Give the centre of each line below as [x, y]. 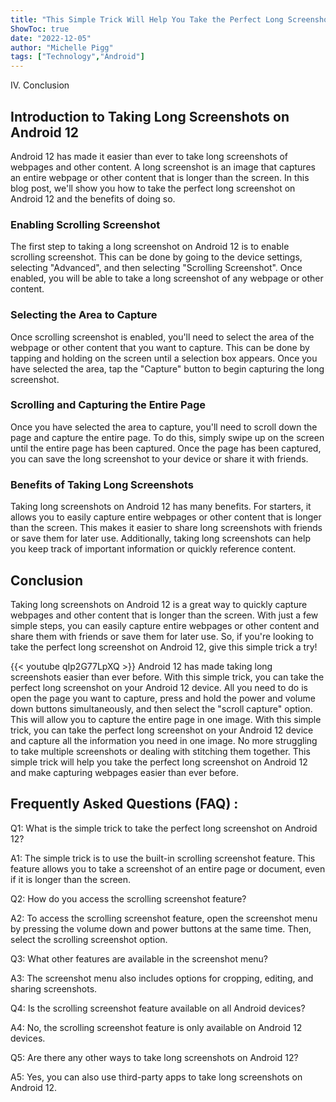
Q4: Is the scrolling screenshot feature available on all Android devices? [158, 1008]
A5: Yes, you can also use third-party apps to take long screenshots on [156, 1077]
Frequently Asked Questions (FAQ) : [124, 804]
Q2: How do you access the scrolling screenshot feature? [128, 898]
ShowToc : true [40, 29]
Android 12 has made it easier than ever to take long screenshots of [149, 156]
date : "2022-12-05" [51, 38]
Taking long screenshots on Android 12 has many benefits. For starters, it [161, 507]
